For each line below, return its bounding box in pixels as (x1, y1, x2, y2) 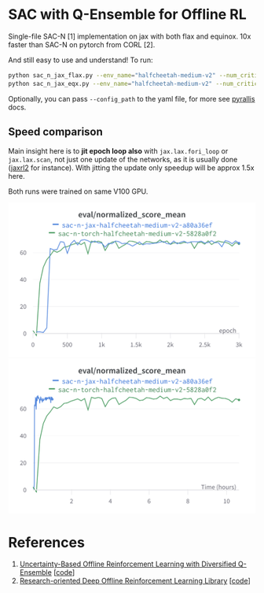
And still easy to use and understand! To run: (8, 55, 153, 65)
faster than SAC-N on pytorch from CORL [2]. (8, 39, 156, 49)
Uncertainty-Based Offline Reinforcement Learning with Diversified (19, 559, 237, 569)
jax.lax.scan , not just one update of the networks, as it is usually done (8, 154, 238, 164)
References (8, 533, 85, 551)
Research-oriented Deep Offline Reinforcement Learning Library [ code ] (19, 576, 251, 586)
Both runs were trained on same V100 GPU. (8, 187, 148, 196)
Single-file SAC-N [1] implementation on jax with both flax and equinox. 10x (8, 32, 251, 41)
